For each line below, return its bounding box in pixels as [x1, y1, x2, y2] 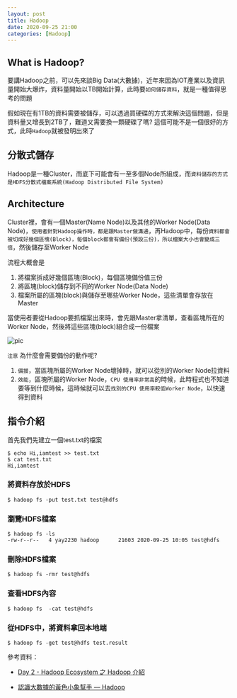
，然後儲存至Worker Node [12, 242, 89, 252]
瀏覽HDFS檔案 [7, 514, 57, 524]
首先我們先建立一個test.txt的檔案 [7, 435, 103, 444]
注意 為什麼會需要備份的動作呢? [7, 351, 98, 359]
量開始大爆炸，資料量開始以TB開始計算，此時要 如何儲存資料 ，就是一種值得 [7, 85, 221, 94]
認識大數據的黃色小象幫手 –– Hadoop [17, 682, 125, 691]
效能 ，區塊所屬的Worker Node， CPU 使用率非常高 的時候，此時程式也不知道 [17, 375, 229, 383]
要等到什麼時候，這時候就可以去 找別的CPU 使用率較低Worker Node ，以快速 [17, 383, 226, 392]
